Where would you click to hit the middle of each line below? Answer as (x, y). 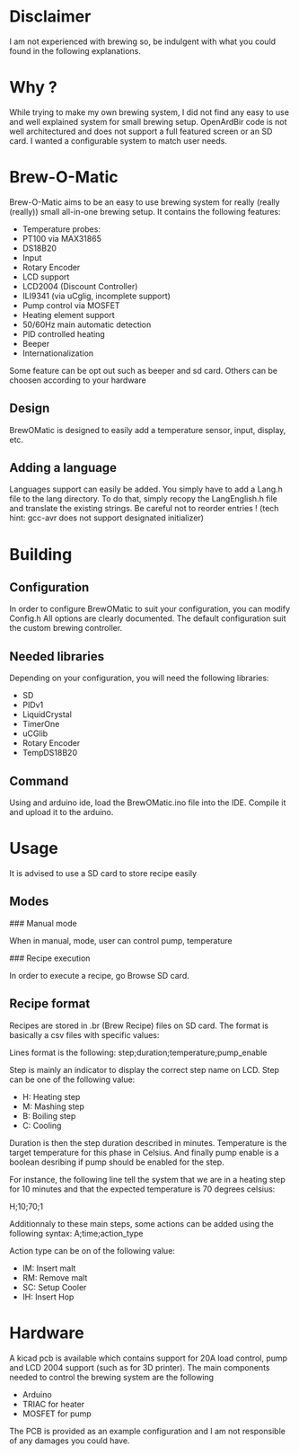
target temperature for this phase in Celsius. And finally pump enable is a (144, 1152)
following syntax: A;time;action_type (76, 1233)
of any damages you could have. (70, 1441)
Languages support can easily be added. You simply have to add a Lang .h (146, 489)
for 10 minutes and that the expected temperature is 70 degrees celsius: (142, 1189)
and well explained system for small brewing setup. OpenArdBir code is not (148, 121)
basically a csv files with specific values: (84, 1034)
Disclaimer (50, 17)
